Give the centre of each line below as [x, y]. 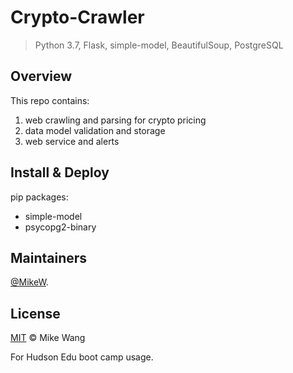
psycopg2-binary [60, 227]
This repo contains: [50, 100]
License [35, 313]
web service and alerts [72, 141]
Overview [41, 76]
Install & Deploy [60, 172]
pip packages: [39, 197]
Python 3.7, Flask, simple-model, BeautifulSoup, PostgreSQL [159, 45]
